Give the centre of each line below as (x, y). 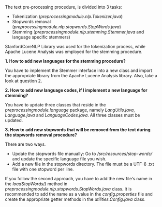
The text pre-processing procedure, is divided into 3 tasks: (64, 7)
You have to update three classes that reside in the (56, 105)
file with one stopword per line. (43, 169)
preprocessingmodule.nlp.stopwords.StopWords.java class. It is (68, 189)
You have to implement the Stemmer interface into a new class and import (79, 70)
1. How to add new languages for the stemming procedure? (65, 61)
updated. (14, 120)
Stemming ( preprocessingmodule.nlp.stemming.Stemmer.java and (78, 32)
